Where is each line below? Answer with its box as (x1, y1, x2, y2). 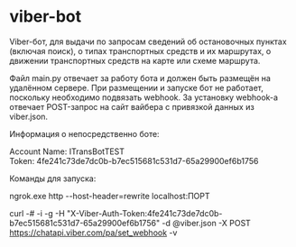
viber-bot (9, 6, 82, 27)
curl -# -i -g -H (9, 207, 65, 218)
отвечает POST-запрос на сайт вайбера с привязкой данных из (9, 101, 254, 112)
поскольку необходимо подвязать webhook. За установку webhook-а (9, 92, 278, 103)
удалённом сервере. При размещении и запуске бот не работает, (9, 82, 264, 93)
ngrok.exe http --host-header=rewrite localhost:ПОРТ (9, 190, 210, 201)
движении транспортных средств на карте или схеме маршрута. (9, 55, 261, 66)
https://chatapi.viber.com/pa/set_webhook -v (9, 227, 178, 238)
